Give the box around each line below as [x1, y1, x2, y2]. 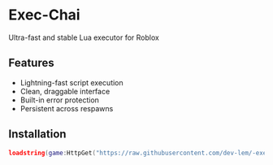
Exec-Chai [8, 6, 80, 24]
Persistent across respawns [19, 103, 114, 113]
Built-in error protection [19, 95, 100, 105]
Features [8, 56, 54, 70]
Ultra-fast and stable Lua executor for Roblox [8, 33, 160, 42]
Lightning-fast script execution [19, 77, 123, 87]
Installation [8, 128, 67, 141]
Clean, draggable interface [19, 86, 110, 96]
